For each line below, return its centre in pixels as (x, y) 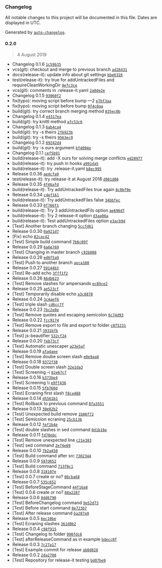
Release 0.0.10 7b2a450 (35, 450)
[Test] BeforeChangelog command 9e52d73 (55, 503)
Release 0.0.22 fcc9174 (35, 320)
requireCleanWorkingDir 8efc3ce (45, 85)
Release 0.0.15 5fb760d (35, 388)
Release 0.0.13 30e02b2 (35, 408)
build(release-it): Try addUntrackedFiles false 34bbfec (66, 199)
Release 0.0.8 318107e (34, 471)
